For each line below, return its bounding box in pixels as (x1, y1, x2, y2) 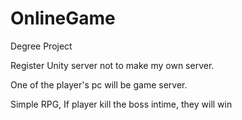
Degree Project (10, 40, 73, 52)
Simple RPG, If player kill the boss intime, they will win (10, 98, 233, 110)
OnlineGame (10, 7, 116, 30)
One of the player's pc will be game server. (10, 78, 188, 91)
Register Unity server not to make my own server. (10, 59, 215, 71)
